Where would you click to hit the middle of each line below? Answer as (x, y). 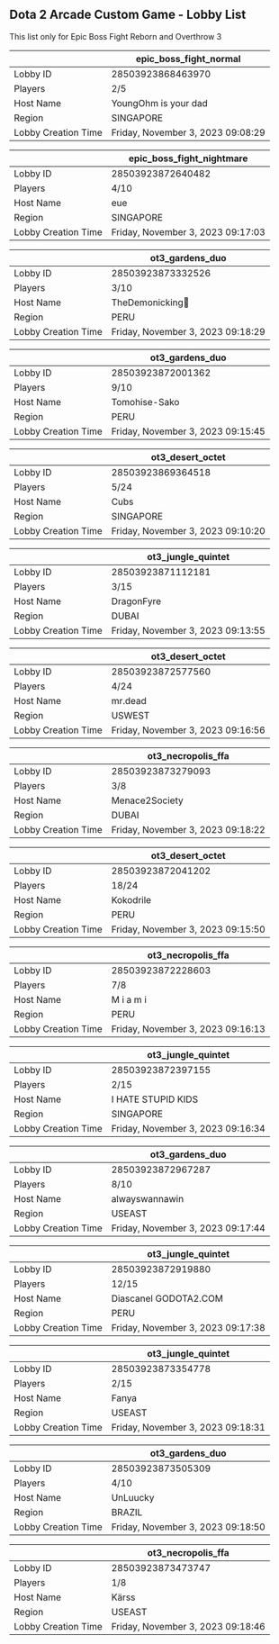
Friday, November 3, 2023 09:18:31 (188, 1427)
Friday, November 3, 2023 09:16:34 (188, 1128)
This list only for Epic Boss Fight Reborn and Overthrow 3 (116, 36)
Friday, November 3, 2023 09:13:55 (188, 630)
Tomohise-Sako (145, 402)
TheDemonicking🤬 (150, 303)
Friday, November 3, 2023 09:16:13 (188, 1028)
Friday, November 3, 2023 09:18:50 (188, 1527)
